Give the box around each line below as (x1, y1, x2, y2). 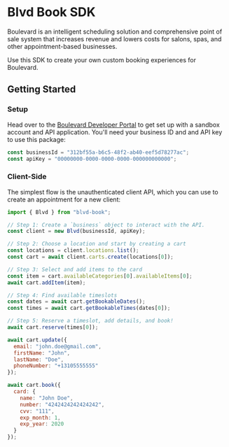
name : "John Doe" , (20, 395, 74, 402)
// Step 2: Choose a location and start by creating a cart (7, 241, 187, 248)
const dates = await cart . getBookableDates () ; (7, 298, 146, 305)
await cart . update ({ (7, 336, 68, 343)
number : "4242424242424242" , (20, 401, 105, 408)
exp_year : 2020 (20, 420, 64, 427)
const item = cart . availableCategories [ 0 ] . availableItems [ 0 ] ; (7, 272, 193, 280)
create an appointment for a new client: (7, 195, 121, 204)
